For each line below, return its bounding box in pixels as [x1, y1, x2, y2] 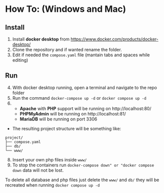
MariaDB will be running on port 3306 [19, 116, 98, 122]
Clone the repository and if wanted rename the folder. [12, 47, 122, 52]
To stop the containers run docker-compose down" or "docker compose [12, 162, 155, 168]
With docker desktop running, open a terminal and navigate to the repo [12, 84, 158, 90]
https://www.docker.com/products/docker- [70, 36, 159, 42]
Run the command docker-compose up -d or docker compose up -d [12, 95, 147, 101]
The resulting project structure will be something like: [12, 125, 121, 131]
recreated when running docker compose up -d [5, 182, 100, 188]
